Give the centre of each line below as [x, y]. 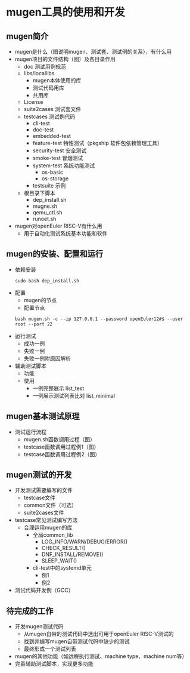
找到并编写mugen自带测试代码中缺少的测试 [77, 641]
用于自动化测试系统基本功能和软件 [66, 233]
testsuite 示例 [49, 185]
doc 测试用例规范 [45, 67]
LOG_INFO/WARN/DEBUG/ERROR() [85, 542]
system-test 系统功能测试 [64, 165]
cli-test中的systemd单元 [62, 568]
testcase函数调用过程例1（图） [61, 447]
